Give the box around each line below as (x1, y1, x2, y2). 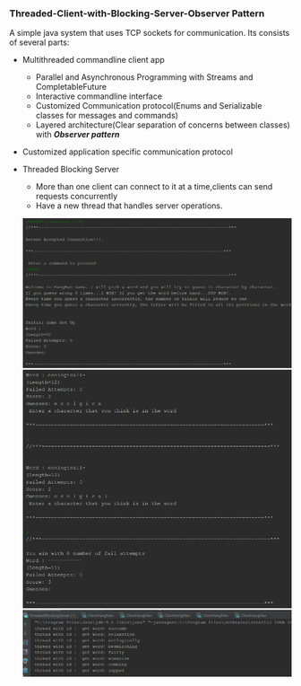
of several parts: (9, 37, 70, 48)
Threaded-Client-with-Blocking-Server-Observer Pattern (9, 7, 265, 20)
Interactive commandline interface (35, 91, 163, 101)
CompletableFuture (35, 82, 107, 92)
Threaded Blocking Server (21, 164, 120, 175)
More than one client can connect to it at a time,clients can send (35, 181, 273, 192)
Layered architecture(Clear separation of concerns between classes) (35, 119, 291, 130)
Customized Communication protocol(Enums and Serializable (35, 101, 262, 111)
